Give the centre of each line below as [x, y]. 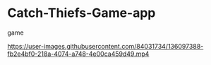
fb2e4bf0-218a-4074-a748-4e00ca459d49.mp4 [78, 54]
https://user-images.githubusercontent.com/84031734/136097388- [105, 46]
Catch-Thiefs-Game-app [82, 13]
